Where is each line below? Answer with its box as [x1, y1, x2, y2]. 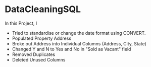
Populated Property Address [12, 35, 72, 41]
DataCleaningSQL [5, 4, 81, 15]
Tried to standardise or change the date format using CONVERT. [12, 30, 146, 36]
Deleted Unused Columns [12, 56, 66, 62]
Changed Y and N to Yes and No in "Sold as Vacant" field [12, 46, 131, 52]
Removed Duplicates [12, 51, 56, 57]
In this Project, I [5, 20, 37, 26]
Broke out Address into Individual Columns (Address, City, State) [12, 40, 147, 46]
